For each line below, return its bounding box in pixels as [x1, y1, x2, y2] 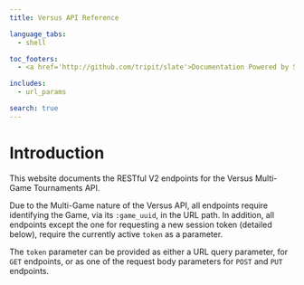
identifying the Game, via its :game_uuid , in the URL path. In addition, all [9, 209, 274, 220]
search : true [9, 104, 59, 113]
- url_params [17, 88, 67, 97]
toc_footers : [9, 54, 59, 63]
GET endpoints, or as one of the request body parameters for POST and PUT [9, 255, 283, 267]
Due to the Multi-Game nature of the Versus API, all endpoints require [9, 200, 269, 211]
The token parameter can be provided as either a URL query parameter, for [9, 246, 289, 257]
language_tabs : [9, 29, 67, 39]
